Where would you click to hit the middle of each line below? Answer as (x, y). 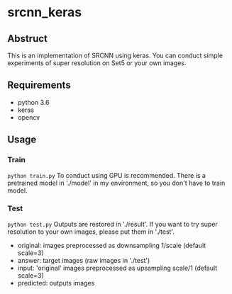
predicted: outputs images (56, 283)
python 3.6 (33, 102)
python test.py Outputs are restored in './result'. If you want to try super (112, 224)
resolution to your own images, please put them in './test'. (91, 232)
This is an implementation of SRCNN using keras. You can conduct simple (115, 55)
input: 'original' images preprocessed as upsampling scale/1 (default (117, 268)
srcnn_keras (45, 12)
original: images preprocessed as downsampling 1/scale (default (112, 245)
